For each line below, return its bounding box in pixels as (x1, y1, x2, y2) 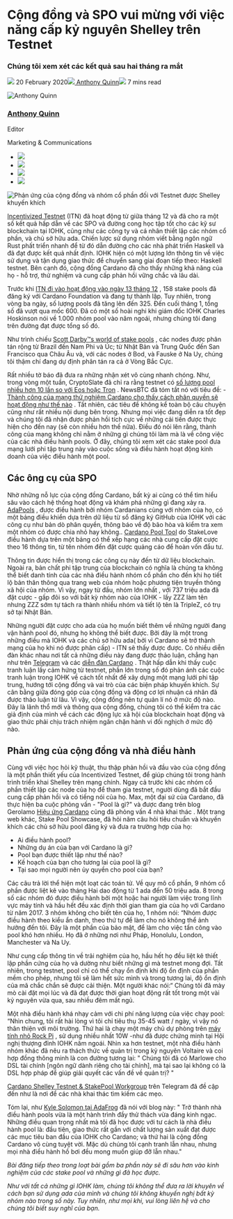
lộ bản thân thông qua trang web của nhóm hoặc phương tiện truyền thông (7, 578, 221, 586)
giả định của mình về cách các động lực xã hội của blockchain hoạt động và (7, 710, 225, 718)
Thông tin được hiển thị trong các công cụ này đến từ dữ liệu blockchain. (7, 556, 216, 564)
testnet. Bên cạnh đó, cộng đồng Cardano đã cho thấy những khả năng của (7, 263, 223, 272)
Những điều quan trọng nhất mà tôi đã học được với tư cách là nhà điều (7, 1118, 212, 1126)
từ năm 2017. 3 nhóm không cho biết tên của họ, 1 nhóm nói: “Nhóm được (7, 909, 217, 917)
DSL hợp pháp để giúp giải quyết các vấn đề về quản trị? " (7, 1069, 175, 1077)
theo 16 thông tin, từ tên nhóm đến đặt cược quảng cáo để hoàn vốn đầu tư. (7, 542, 224, 551)
